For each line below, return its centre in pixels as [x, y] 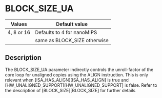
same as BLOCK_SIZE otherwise [72, 40]
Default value [72, 24]
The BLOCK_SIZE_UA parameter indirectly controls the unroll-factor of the [79, 70]
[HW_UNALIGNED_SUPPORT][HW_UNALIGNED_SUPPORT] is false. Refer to [81, 85]
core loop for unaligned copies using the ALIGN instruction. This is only [77, 74]
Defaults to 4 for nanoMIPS [66, 32]
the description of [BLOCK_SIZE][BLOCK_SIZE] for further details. [71, 90]
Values [19, 24]
